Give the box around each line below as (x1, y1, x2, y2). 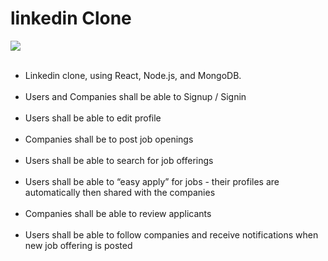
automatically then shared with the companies (24, 186, 216, 198)
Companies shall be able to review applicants (24, 207, 212, 219)
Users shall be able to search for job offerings (24, 154, 214, 166)
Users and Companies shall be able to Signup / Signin (24, 90, 247, 102)
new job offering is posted (24, 239, 133, 251)
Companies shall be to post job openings (24, 133, 194, 145)
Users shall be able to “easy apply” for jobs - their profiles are (24, 175, 280, 187)
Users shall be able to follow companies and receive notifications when (24, 228, 319, 241)
